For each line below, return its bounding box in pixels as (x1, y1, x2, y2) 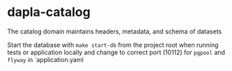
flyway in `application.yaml (7, 55, 84, 63)
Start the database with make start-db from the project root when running (7, 40, 219, 49)
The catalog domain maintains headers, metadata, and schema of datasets (7, 27, 222, 35)
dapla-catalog (7, 4, 91, 20)
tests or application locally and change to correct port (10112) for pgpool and (7, 48, 225, 56)
